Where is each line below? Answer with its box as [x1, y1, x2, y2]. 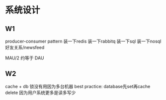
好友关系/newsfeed [5, 45, 45, 50]
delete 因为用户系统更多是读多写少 [5, 90, 76, 96]
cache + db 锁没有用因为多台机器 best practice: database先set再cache [5, 83, 151, 89]
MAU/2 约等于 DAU [5, 55, 44, 61]
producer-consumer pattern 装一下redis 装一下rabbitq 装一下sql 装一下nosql [5, 38, 162, 44]
